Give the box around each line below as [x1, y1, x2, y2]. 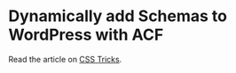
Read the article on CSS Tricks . [8, 54, 122, 64]
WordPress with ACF [8, 25, 164, 45]
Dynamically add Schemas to [8, 6, 228, 26]
